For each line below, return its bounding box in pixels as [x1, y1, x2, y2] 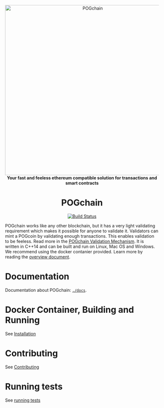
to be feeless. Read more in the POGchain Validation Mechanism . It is [5, 238, 144, 244]
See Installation [5, 330, 36, 336]
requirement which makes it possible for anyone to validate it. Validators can [5, 228, 159, 234]
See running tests [5, 397, 41, 403]
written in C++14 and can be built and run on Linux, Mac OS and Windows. [5, 244, 155, 249]
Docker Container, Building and [5, 305, 134, 315]
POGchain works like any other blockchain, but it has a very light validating [5, 223, 155, 228]
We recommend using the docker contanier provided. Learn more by [5, 248, 143, 254]
